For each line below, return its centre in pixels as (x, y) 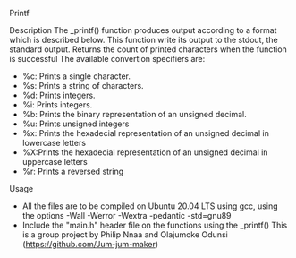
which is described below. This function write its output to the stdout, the (144, 40)
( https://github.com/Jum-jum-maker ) (90, 244)
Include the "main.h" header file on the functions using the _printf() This (155, 225)
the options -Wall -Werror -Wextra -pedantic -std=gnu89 (127, 215)
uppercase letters (55, 162)
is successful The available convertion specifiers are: (107, 59)
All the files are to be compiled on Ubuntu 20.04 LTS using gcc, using (150, 206)
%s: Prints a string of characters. (83, 86)
